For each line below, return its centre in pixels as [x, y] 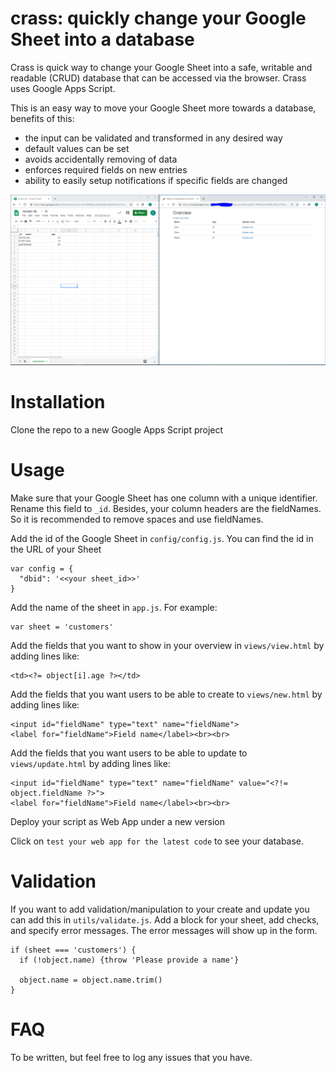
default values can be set [77, 148]
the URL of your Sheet [56, 549]
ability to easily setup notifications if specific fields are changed [156, 180]
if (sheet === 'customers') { [73, 950]
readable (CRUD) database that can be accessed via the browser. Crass [158, 78]
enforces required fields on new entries [106, 169]
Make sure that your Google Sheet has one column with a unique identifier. [164, 498]
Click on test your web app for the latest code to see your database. [157, 841]
